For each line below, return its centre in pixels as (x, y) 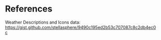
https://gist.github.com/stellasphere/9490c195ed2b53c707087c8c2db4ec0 (80, 27)
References (29, 9)
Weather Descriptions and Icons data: (43, 22)
